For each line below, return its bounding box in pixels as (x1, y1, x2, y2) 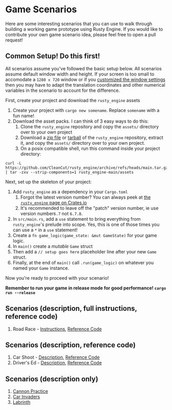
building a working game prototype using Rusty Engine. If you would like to (5, 26, 163, 32)
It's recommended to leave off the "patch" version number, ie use (20, 205, 159, 211)
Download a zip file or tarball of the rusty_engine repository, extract (20, 134, 164, 141)
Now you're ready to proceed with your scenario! (5, 275, 109, 281)
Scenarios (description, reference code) (5, 340, 136, 349)
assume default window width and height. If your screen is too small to (5, 71, 155, 77)
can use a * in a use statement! (12, 227, 78, 233)
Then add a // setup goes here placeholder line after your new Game (12, 248, 157, 255)
